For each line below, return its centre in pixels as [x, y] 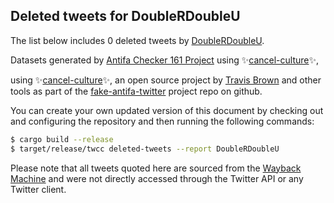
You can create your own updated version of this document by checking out [167, 110]
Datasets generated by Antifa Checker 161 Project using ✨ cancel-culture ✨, [165, 60]
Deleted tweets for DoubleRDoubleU [125, 16]
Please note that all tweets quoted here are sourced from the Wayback [156, 168]
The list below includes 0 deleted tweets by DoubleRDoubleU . [137, 40]
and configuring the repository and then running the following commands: [162, 121]
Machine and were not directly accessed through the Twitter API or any [157, 178]
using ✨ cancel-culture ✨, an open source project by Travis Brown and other [166, 80]
